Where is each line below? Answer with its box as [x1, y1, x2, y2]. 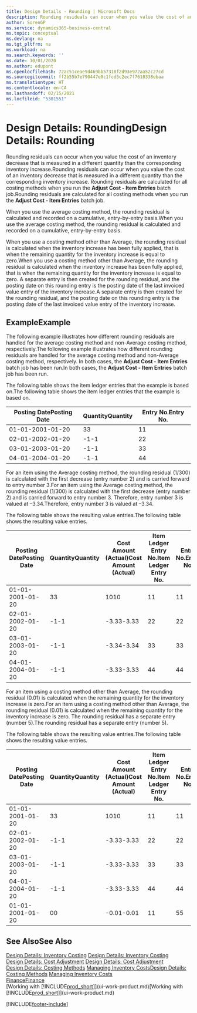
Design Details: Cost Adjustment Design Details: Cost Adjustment [6, 958, 164, 965]
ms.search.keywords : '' [6, 52, 64, 58]
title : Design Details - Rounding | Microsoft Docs [6, 8, 135, 15]
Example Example [6, 318, 71, 327]
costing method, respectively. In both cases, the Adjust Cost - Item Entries [6, 358, 188, 365]
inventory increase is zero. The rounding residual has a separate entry [6, 713, 176, 720]
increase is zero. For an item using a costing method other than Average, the [6, 701, 189, 708]
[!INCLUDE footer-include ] [6, 1001, 69, 1008]
